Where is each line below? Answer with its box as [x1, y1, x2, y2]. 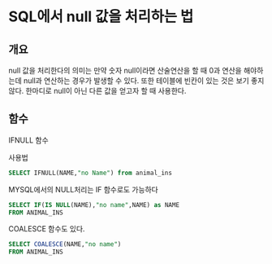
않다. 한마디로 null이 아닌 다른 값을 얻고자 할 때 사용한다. [8, 86, 187, 95]
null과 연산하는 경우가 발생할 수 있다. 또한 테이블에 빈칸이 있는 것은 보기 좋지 [23, 76, 265, 86]
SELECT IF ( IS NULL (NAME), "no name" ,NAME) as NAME [8, 200, 180, 209]
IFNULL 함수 [8, 135, 49, 145]
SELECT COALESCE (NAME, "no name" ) [8, 240, 122, 249]
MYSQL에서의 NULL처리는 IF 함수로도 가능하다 [8, 184, 158, 194]
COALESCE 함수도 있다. [8, 224, 85, 234]
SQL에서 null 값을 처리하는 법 [8, 7, 194, 26]
